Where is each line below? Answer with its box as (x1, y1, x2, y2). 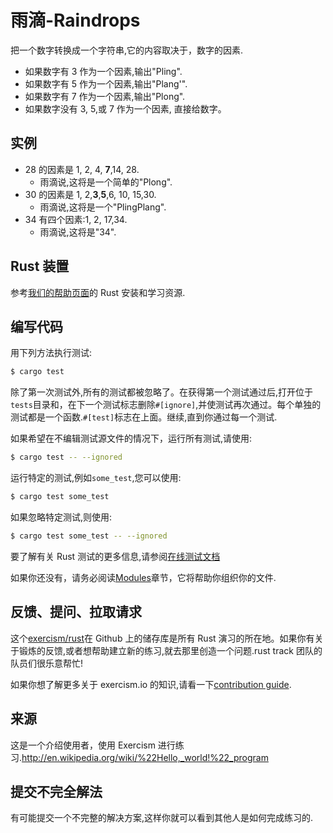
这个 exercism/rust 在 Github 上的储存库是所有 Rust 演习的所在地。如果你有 (10, 632, 315, 644)
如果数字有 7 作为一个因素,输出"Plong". (24, 90, 186, 102)
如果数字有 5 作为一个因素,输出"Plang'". (24, 77, 188, 90)
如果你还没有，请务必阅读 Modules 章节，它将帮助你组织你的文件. (10, 571, 277, 583)
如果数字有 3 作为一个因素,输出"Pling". (24, 65, 183, 77)
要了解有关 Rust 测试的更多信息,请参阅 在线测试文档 (10, 550, 221, 562)
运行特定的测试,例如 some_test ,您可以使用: (10, 472, 182, 484)
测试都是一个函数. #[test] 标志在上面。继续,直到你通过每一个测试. (10, 411, 278, 423)
